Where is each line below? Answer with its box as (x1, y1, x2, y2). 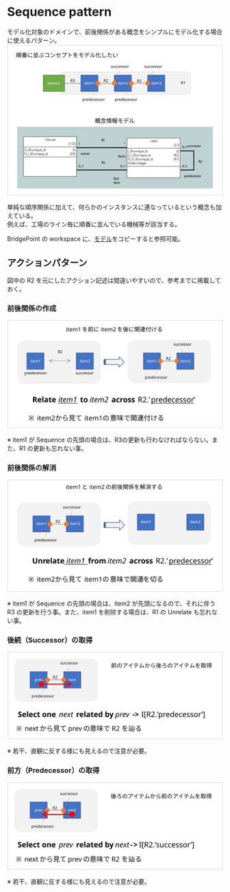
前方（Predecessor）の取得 (7, 765, 100, 775)
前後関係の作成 (7, 304, 57, 313)
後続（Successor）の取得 (7, 635, 93, 644)
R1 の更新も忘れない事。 (18, 444, 88, 453)
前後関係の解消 (7, 463, 57, 472)
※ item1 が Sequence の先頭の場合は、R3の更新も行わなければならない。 (7, 435, 212, 444)
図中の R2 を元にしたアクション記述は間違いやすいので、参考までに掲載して (7, 276, 221, 285)
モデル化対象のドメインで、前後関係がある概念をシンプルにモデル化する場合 (7, 27, 223, 36)
